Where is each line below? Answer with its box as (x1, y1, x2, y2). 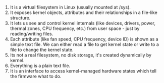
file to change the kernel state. (10, 47, 74, 52)
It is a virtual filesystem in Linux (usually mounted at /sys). (10, 4, 131, 10)
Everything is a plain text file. (10, 62, 71, 68)
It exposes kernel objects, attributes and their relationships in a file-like (10, 9, 157, 15)
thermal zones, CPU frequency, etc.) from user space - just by (10, 25, 140, 31)
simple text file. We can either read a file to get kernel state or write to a (10, 41, 159, 47)
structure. (10, 15, 31, 20)
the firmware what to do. (10, 73, 62, 79)
